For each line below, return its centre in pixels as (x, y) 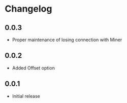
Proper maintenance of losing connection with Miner (67, 40)
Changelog (28, 9)
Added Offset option (34, 68)
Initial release (26, 96)
